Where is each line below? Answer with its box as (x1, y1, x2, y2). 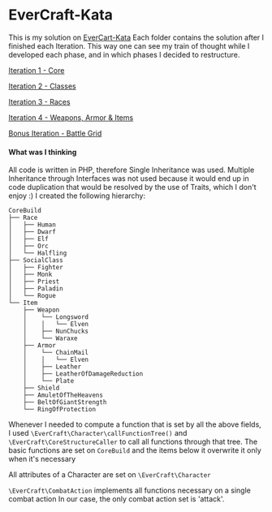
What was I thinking (8, 147, 77, 157)
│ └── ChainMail (23, 349, 89, 357)
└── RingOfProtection (23, 406, 96, 414)
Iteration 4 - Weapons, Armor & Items (8, 112, 134, 123)
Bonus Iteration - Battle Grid (8, 128, 102, 138)
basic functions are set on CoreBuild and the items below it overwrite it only (8, 445, 261, 455)
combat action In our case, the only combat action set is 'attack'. (8, 494, 225, 504)
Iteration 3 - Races (8, 97, 71, 106)
